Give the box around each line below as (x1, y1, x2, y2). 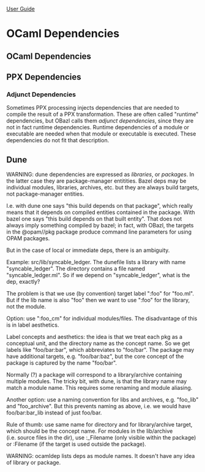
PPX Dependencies (6, 72, 81, 82)
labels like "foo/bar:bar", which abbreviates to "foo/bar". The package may (6, 346, 195, 354)
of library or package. (6, 459, 61, 466)
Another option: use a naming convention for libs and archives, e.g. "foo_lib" (6, 396, 199, 403)
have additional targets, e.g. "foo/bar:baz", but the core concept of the (6, 352, 184, 360)
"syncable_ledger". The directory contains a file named (6, 265, 146, 272)
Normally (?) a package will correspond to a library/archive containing (6, 371, 182, 379)
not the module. (6, 303, 47, 310)
